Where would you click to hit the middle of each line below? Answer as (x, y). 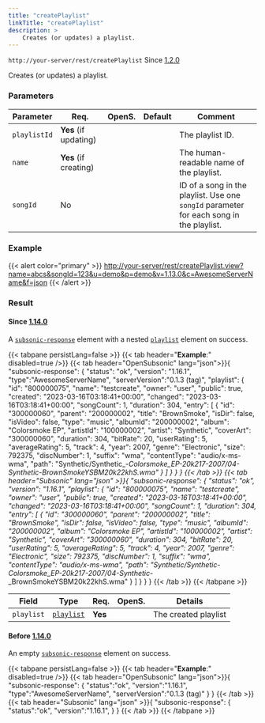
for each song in (209, 214)
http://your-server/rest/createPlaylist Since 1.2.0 (94, 60)
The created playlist (190, 614)
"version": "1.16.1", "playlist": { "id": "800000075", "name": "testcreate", (124, 489)
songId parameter (212, 205)
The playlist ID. (207, 134)
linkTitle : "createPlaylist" (56, 23)
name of (229, 162)
